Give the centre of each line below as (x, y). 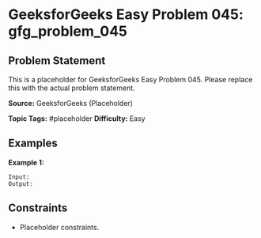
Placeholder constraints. (59, 227)
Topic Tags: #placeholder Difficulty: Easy (77, 119)
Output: (21, 183)
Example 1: (26, 162)
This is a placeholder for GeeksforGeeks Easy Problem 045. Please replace (130, 79)
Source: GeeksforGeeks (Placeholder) (70, 103)
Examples (33, 144)
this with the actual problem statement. (72, 88)
